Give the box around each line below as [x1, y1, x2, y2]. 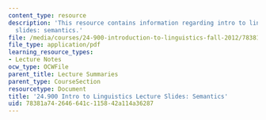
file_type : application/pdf [8, 41, 101, 49]
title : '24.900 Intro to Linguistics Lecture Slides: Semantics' [8, 92, 228, 100]
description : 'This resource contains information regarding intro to [8, 19, 246, 27]
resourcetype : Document [8, 84, 87, 93]
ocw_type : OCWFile [8, 63, 69, 71]
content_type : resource [8, 11, 87, 20]
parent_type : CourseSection [8, 77, 101, 85]
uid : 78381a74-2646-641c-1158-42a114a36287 [8, 99, 154, 107]
